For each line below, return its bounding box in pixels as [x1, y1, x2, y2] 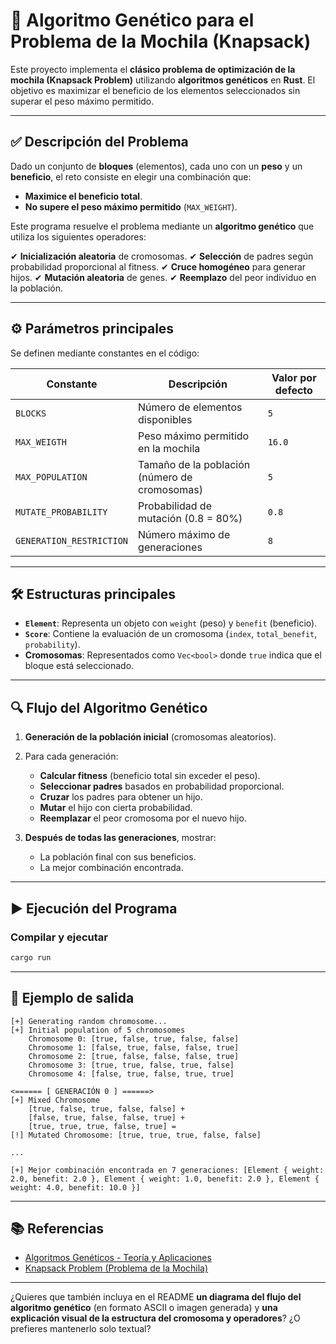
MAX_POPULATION [15, 471, 88, 483]
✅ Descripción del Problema [10, 134, 189, 151]
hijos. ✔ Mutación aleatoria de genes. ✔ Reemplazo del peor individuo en [10, 271, 317, 283]
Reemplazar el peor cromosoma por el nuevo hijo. [39, 812, 247, 824]
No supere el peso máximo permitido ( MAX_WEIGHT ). [24, 200, 238, 213]
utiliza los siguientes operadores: [10, 230, 147, 243]
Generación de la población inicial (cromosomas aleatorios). [24, 731, 277, 743]
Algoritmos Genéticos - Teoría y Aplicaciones [24, 1252, 212, 1264]
